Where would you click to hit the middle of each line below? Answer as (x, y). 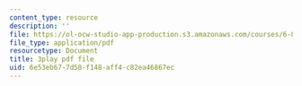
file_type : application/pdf (62, 43)
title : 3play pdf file (52, 59)
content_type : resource (54, 17)
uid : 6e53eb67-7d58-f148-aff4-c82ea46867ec (92, 68)
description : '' (40, 26)
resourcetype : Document (54, 51)
